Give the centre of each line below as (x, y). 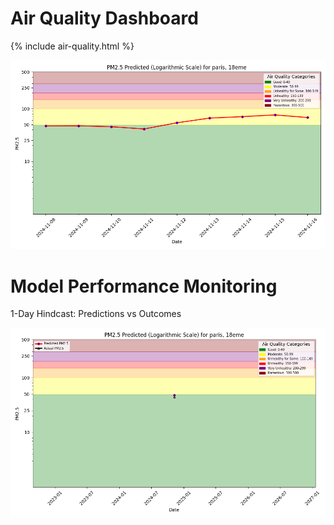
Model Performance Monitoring (144, 286)
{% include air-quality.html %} (72, 46)
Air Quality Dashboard (104, 18)
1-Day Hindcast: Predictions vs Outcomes (96, 314)
